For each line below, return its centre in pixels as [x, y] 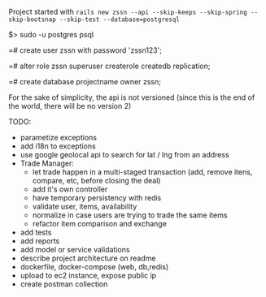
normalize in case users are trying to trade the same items [130, 215]
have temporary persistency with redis [97, 198]
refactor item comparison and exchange [99, 224]
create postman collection [64, 284]
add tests [36, 232]
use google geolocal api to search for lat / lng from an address [124, 155]
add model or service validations [75, 250]
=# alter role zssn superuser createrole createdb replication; [109, 66]
